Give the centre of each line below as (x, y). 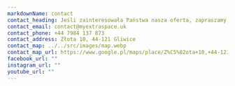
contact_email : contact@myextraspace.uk (67, 26)
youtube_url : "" (31, 71)
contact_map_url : (33, 53)
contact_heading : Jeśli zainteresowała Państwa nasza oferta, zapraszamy (117, 20)
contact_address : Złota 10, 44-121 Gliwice (72, 40)
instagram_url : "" (34, 65)
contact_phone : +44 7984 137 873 (56, 33)
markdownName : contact (40, 14)
